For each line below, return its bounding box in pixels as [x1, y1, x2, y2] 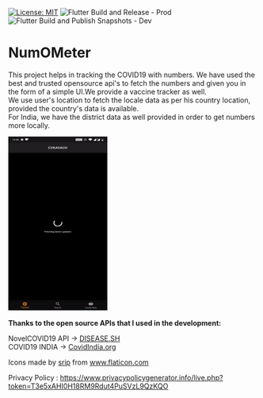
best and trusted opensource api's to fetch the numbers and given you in [8, 78, 246, 87]
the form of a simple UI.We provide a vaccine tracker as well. [8, 87, 208, 96]
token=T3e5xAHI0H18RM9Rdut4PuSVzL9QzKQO [8, 381, 169, 391]
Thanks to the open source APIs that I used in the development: [8, 318, 222, 327]
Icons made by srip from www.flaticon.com [8, 357, 149, 367]
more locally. [8, 120, 50, 130]
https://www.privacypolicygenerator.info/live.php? [59, 373, 223, 382]
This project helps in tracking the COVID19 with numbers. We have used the [8, 70, 256, 79]
